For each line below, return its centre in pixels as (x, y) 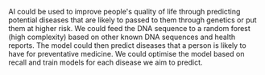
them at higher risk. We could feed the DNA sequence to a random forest (130, 28)
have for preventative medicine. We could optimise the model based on (126, 54)
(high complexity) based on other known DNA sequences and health (122, 37)
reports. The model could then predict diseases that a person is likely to (128, 45)
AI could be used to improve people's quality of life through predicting (124, 12)
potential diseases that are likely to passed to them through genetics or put (132, 20)
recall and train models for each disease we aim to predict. (106, 62)
